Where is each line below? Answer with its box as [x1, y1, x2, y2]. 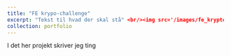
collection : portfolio [7, 23, 72, 29]
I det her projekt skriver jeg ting [7, 42, 96, 50]
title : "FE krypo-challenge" [7, 10, 91, 17]
